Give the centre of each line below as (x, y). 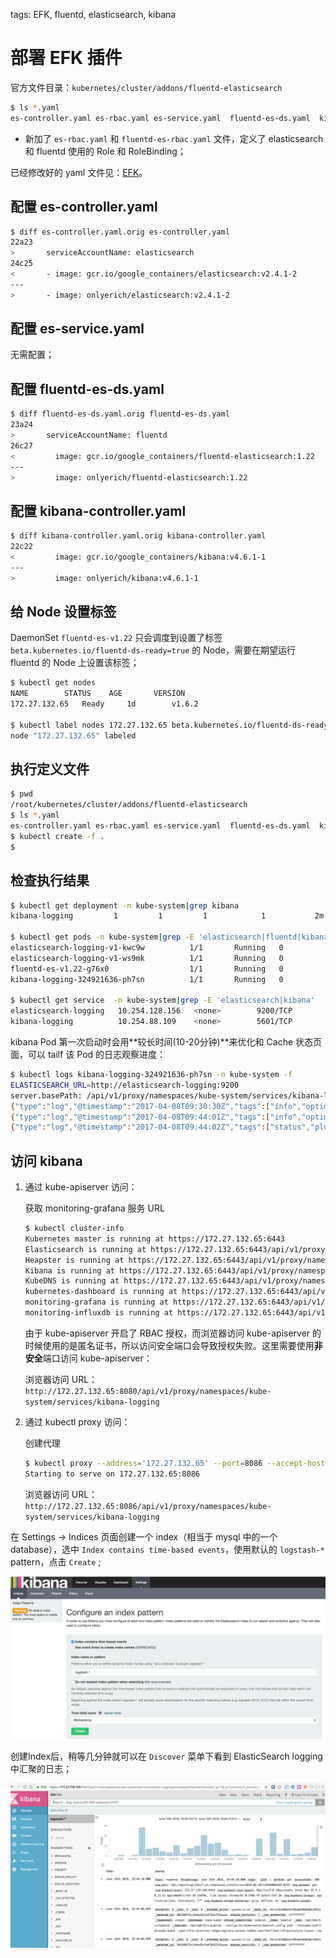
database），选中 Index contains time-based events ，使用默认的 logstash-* (167, 1549)
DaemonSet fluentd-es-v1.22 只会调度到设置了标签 (116, 638)
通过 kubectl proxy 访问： (77, 1421)
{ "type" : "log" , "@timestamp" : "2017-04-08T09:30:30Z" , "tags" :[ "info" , (156, 1106)
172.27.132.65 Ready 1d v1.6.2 (104, 704)
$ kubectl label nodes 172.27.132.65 (89, 725)
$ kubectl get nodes (53, 683)
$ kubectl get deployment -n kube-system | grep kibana (125, 905)
